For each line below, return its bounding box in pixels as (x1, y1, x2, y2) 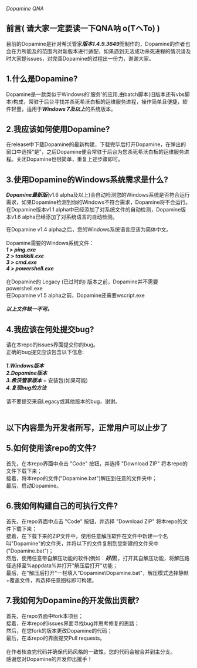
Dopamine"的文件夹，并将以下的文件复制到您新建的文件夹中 (13, 540, 159, 547)
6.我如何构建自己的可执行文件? (6, 501, 118, 511)
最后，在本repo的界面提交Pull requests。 (6, 634, 106, 641)
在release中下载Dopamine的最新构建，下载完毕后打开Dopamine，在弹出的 (6, 141, 186, 148)
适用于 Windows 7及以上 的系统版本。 (26, 105, 116, 113)
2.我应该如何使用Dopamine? (6, 124, 110, 134)
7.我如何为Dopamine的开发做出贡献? (6, 596, 140, 606)
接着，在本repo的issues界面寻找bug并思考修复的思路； (6, 620, 140, 627)
